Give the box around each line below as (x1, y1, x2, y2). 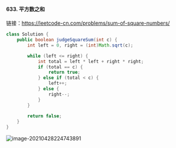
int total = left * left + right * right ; (37, 58, 144, 64)
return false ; (27, 113, 62, 119)
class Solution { (6, 31, 49, 38)
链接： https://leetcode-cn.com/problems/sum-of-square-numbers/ (6, 19, 170, 27)
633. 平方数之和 (6, 5, 45, 12)
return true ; (48, 70, 81, 75)
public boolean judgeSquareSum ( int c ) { (17, 37, 118, 43)
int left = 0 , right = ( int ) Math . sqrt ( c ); (27, 42, 133, 48)
